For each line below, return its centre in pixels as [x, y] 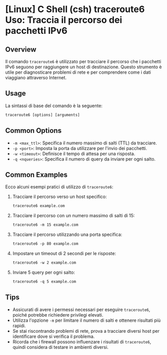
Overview [21, 49]
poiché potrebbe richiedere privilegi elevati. [58, 315]
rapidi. [19, 325]
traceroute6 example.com [39, 206]
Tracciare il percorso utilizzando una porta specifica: [67, 235]
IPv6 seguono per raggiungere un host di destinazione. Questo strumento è [84, 67]
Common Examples [37, 174]
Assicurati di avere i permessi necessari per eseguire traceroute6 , [81, 310]
